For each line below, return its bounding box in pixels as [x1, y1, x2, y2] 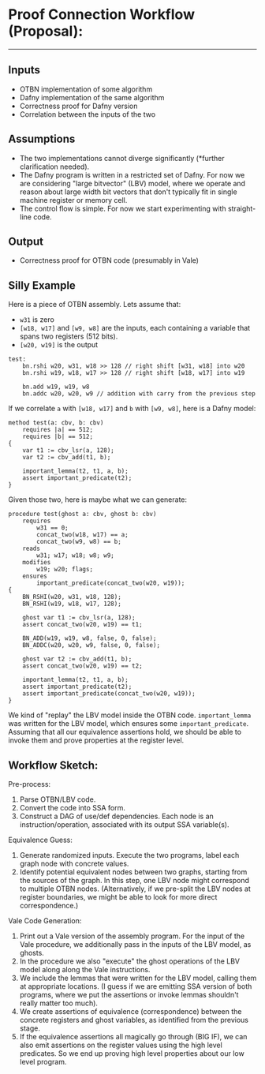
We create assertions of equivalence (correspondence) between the [19, 1007, 242, 1016]
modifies [22, 559, 51, 567]
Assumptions [8, 133, 76, 146]
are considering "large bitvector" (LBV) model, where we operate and [19, 178, 246, 188]
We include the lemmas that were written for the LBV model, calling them [19, 973, 257, 982]
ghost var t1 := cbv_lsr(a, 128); [22, 614, 136, 622]
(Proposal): [8, 22, 84, 40]
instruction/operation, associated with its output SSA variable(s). [19, 820, 230, 829]
